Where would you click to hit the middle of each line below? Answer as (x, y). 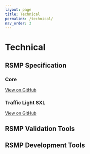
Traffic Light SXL (25, 103)
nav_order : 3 (18, 23)
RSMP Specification (36, 65)
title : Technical (23, 14)
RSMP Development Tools (45, 145)
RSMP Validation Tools (40, 128)
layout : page (18, 10)
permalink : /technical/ (29, 19)
